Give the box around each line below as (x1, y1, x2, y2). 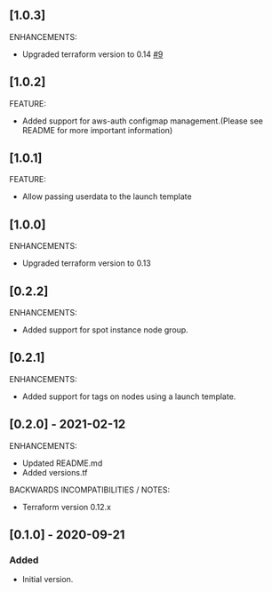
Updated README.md (21, 458, 103, 468)
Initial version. (21, 574, 74, 585)
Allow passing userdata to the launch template (21, 191, 193, 202)
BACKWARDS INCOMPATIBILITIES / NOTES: (9, 484, 171, 495)
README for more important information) (21, 124, 173, 135)
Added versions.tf (21, 467, 88, 477)
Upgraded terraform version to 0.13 (21, 258, 151, 268)
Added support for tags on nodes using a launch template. (21, 391, 236, 402)
